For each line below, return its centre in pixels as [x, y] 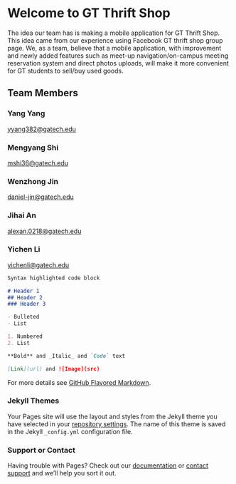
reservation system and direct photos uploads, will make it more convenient [118, 63]
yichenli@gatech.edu [38, 264]
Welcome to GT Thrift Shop [89, 13]
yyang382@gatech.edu [42, 129]
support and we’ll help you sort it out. [62, 473]
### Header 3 [27, 304]
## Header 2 [25, 297]
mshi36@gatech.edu [38, 163]
